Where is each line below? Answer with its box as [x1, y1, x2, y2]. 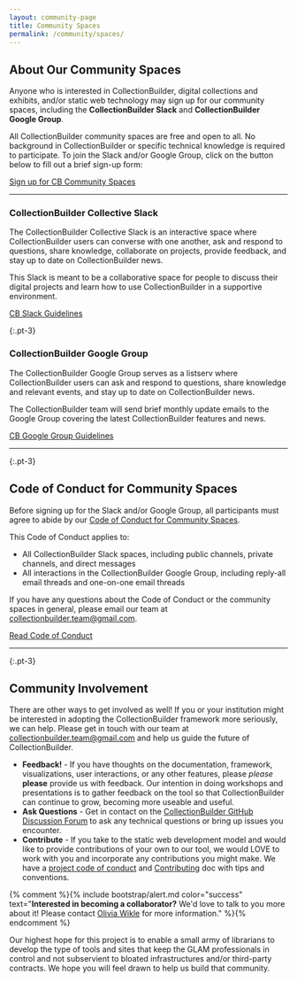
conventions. [21, 872, 70, 883]
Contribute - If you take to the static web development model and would [21, 834, 286, 846]
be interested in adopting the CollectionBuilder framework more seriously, [9, 714, 278, 724]
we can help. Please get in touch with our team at [9, 723, 189, 734]
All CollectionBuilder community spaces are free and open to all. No [9, 131, 256, 142]
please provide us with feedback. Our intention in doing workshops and [21, 778, 284, 789]
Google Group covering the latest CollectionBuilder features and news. [9, 413, 267, 423]
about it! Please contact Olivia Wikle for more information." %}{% [9, 909, 247, 919]
